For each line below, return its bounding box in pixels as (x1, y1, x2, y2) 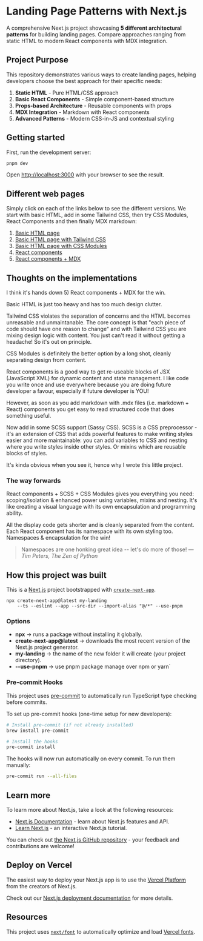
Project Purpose (6, 55, 68, 65)
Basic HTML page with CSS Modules (15, 243, 107, 250)
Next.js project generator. (15, 644, 79, 651)
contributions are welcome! (6, 842, 75, 849)
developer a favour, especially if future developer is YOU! (6, 387, 149, 395)
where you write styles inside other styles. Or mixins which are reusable (6, 443, 186, 450)
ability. (6, 509, 23, 517)
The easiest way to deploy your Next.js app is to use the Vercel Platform (6, 876, 187, 883)
